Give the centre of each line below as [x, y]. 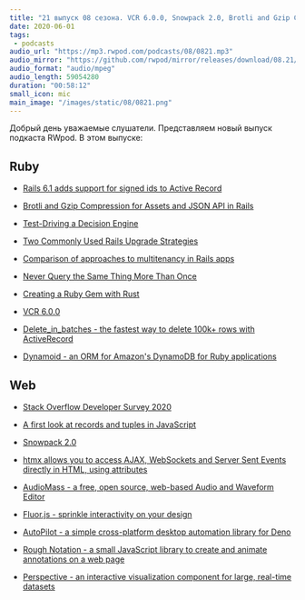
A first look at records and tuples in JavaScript [109, 425]
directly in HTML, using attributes [85, 470]
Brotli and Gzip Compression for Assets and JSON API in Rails [138, 206]
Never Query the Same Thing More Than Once [110, 276]
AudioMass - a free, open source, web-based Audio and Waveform [148, 487]
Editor [34, 497]
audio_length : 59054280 [54, 77]
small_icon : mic [40, 94]
